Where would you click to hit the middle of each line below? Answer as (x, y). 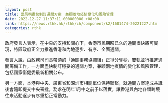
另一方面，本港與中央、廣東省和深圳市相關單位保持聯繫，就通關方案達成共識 (84, 83)
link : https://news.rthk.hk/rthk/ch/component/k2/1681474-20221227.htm (81, 24)
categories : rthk (23, 28)
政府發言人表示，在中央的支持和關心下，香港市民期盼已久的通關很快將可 (79, 43)
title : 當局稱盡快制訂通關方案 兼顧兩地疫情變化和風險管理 (59, 14)
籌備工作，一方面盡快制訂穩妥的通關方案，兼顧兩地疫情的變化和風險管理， (86, 66)
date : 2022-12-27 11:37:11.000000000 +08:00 (52, 19)
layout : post (19, 10)
